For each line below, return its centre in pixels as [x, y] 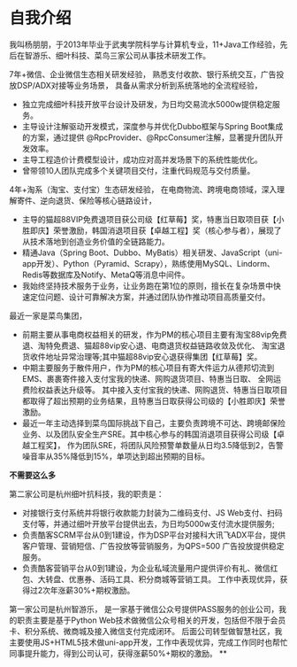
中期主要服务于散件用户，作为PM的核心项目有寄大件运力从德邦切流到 [148, 368]
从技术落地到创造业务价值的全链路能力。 [95, 241]
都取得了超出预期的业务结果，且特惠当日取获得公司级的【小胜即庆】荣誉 [153, 400]
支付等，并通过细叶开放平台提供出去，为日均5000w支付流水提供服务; [148, 524]
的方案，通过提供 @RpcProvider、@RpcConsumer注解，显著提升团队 [148, 137]
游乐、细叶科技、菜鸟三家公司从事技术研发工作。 [121, 55]
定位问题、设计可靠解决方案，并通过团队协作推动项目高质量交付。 [150, 297]
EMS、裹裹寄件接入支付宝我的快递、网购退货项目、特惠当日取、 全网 [148, 378]
